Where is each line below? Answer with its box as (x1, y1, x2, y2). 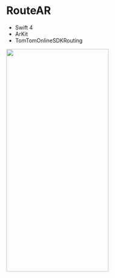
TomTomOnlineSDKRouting (15, 37, 83, 44)
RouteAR (6, 4, 51, 18)
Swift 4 (15, 24, 33, 31)
